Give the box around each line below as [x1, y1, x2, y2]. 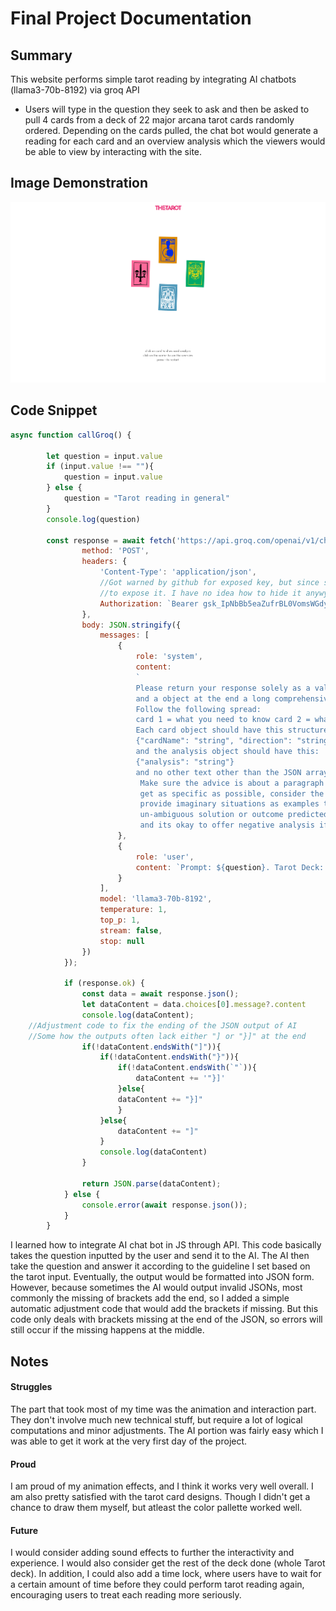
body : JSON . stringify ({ [81, 620, 182, 630]
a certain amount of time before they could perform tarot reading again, [10, 1578, 305, 1591]
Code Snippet [10, 402, 98, 419]
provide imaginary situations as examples [139, 799, 320, 809]
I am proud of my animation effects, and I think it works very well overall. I [10, 1480, 314, 1492]
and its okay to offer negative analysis [139, 820, 315, 831]
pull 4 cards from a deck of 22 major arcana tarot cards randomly [24, 114, 295, 126]
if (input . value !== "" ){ [46, 462, 155, 472]
